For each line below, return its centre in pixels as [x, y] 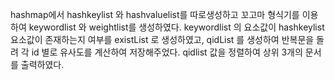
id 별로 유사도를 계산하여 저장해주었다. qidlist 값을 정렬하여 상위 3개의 [167, 52]
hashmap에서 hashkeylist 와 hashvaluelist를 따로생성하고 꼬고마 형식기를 [155, 14]
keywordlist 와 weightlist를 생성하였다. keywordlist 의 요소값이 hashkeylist [176, 27]
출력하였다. [42, 64]
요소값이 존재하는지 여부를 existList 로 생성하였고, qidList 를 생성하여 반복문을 [162, 39]
